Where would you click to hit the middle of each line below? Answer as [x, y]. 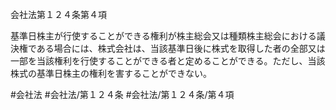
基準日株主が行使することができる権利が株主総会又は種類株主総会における [163, 36]
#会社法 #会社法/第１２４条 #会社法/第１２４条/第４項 [122, 94]
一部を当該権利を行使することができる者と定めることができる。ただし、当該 [168, 61]
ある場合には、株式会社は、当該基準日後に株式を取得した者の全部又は [181, 48]
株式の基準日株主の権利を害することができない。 [111, 73]
